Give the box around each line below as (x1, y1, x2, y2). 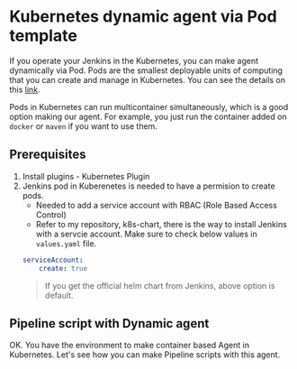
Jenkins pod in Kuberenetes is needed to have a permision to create (22, 180, 276, 191)
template (9, 25, 78, 46)
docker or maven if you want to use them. (9, 120, 157, 132)
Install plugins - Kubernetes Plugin (22, 171, 150, 181)
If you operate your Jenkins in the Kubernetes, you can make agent (9, 55, 259, 66)
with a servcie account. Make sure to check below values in (35, 228, 258, 239)
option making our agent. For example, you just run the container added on (9, 111, 287, 122)
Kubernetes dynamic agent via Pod (9, 6, 277, 27)
